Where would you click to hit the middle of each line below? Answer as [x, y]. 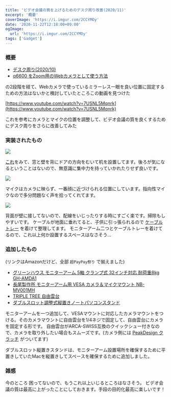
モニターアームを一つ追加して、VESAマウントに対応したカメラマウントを [82, 313]
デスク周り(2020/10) [34, 70]
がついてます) [34, 339]
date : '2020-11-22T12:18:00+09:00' [43, 24]
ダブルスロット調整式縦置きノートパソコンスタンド [66, 302]
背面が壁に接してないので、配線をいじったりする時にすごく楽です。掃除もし [86, 216]
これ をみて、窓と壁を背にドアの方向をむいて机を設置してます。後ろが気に [83, 162]
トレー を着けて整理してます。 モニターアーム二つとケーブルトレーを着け [82, 229]
